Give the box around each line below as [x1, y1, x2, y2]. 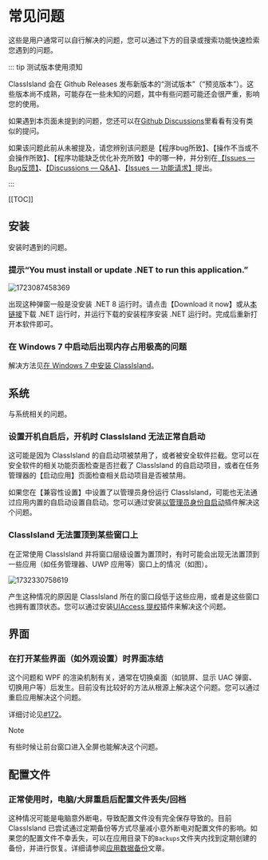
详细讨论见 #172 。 [8, 710, 66, 719]
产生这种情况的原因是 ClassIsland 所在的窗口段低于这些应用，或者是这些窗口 [8, 592, 260, 601]
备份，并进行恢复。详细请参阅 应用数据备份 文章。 [8, 843, 169, 853]
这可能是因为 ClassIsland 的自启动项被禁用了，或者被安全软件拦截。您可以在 [8, 450, 260, 460]
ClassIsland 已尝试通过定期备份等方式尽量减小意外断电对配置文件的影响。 [8, 823, 251, 833]
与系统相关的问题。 [8, 409, 72, 419]
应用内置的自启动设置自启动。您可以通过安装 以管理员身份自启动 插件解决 [14, 497, 253, 507]
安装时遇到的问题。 [8, 242, 72, 252]
